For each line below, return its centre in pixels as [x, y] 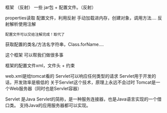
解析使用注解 [22, 24]
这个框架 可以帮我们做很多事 [34, 55]
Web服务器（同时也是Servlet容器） [45, 88]
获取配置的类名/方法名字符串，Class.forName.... [54, 44]
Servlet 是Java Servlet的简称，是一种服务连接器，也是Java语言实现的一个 [81, 99]
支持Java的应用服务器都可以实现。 [55, 105]
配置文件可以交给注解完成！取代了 [35, 34]
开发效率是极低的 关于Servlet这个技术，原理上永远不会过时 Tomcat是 [85, 82]
